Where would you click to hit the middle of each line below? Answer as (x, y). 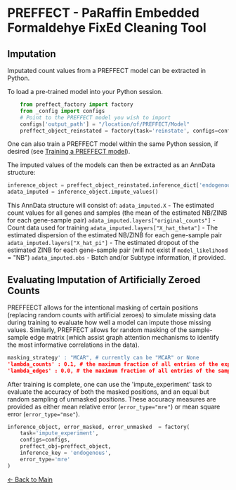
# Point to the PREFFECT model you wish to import (96, 117)
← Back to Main (30, 479)
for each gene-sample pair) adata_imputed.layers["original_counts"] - (111, 220)
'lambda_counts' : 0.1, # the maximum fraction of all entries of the (113, 364)
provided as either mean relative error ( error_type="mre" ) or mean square (114, 406)
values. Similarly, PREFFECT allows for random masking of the (97, 330)
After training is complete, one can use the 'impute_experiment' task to (110, 384)
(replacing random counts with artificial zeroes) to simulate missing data (112, 314)
